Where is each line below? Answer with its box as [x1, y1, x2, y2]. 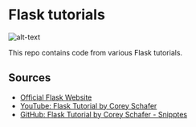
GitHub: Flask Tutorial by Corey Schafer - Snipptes [19, 109, 187, 119]
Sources [8, 71, 51, 85]
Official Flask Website [19, 92, 92, 102]
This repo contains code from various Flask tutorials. [8, 47, 183, 57]
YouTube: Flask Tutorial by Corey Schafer [19, 100, 157, 110]
